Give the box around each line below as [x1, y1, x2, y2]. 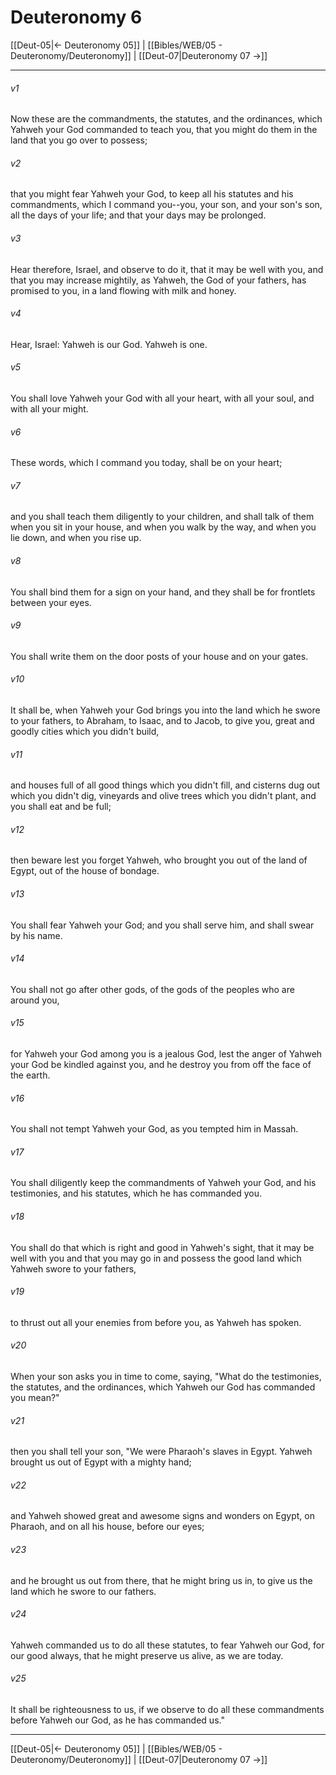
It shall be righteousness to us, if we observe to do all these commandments [10, 1704, 325, 1716]
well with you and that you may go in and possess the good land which [10, 1252, 302, 1264]
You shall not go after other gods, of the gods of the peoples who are [10, 983, 295, 995]
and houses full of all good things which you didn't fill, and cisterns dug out [10, 779, 321, 791]
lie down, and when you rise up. [10, 532, 142, 544]
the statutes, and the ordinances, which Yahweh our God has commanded [10, 1381, 316, 1393]
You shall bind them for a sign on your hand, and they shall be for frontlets [10, 586, 316, 598]
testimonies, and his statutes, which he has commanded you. [10, 1187, 262, 1200]
